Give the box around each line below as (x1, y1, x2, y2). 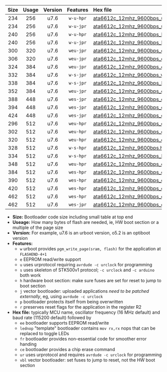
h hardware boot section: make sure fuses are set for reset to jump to (19, 278, 162, 283)
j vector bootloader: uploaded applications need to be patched (19, 288, 149, 294)
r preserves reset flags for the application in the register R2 (19, 304, 142, 310)
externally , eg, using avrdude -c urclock (19, 294, 103, 299)
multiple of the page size (12, 224, 64, 230)
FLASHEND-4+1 (19, 252, 47, 257)
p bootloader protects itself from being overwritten (19, 299, 123, 305)
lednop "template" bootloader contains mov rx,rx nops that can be (19, 325, 156, 331)
